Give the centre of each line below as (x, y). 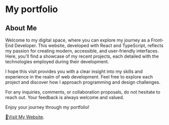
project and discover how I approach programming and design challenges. (83, 82)
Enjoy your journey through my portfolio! (47, 107)
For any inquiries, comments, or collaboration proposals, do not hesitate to (83, 92)
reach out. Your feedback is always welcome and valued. (65, 97)
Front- (158, 40)
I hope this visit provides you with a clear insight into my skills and (74, 71)
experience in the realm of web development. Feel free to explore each (79, 77)
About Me (21, 28)
